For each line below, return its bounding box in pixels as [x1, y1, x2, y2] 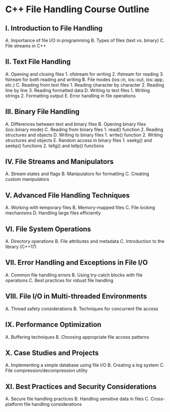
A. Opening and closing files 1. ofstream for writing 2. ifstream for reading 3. [5, 71, 164, 77]
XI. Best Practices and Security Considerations [5, 382, 157, 391]
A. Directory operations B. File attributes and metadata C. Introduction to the [5, 238, 165, 244]
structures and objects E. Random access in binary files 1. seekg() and [5, 137, 152, 143]
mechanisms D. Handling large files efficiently [5, 210, 101, 216]
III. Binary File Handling [5, 107, 80, 116]
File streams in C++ [5, 43, 47, 49]
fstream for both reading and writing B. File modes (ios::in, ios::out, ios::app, [5, 76, 164, 83]
